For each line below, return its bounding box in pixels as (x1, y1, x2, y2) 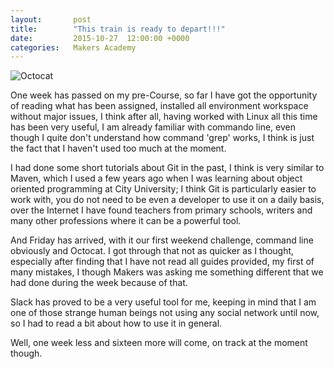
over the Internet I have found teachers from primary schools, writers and (10, 204, 313, 216)
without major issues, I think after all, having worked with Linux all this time (10, 111, 318, 123)
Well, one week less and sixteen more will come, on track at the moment (10, 337, 308, 349)
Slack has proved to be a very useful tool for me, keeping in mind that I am (10, 296, 317, 308)
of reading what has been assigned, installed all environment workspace (10, 100, 309, 112)
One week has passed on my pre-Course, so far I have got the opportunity (10, 89, 318, 101)
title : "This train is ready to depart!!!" (10, 24, 226, 34)
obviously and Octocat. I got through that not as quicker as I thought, (10, 245, 295, 257)
